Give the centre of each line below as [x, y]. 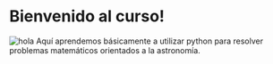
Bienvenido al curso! [87, 16]
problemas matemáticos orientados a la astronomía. [105, 50]
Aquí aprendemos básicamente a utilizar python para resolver [149, 41]
